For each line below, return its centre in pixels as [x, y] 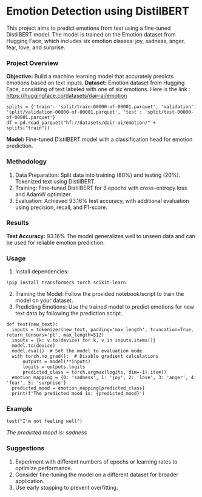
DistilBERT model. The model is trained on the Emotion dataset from [91, 34]
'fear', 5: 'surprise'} [36, 383]
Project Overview [32, 63]
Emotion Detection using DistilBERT [98, 11]
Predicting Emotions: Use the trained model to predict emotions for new [105, 307]
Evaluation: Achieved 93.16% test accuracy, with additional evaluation [102, 201]
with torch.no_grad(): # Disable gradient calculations [85, 357]
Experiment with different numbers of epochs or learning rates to [96, 461]
